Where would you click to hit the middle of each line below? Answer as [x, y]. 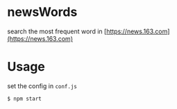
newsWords [42, 12]
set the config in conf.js [42, 86]
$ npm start [24, 99]
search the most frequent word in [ [57, 31]
